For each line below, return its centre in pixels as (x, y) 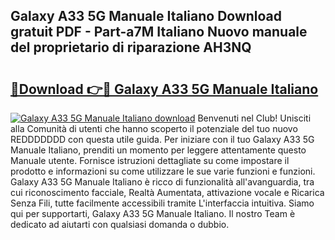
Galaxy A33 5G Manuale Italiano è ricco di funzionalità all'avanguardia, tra (162, 182)
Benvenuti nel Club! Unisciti (254, 118)
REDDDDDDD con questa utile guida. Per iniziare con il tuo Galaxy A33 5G (162, 139)
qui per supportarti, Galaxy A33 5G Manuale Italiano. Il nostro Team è (153, 213)
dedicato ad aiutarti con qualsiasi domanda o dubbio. (120, 224)
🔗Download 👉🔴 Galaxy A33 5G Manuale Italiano (164, 89)
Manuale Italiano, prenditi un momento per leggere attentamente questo (158, 150)
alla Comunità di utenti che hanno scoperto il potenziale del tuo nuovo (154, 128)
